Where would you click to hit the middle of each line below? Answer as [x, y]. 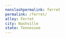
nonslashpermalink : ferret [33, 10]
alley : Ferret [20, 19]
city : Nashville [22, 23]
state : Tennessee [23, 28]
